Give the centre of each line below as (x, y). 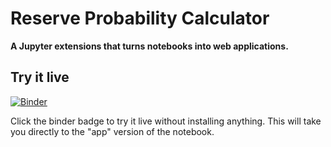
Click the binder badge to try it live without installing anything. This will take (166, 121)
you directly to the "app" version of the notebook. (112, 131)
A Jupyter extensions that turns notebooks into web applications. (149, 46)
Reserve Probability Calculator (140, 18)
